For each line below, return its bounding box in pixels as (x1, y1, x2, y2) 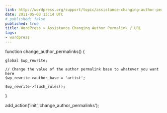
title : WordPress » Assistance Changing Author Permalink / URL (5, 26, 141, 31)
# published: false (5, 16, 46, 21)
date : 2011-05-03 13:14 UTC (5, 12, 64, 17)
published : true (5, 21, 39, 26)
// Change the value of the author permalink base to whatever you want (5, 66, 159, 72)
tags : (5, 30, 16, 35)
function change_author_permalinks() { (5, 48, 85, 55)
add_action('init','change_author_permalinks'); (5, 102, 99, 108)
